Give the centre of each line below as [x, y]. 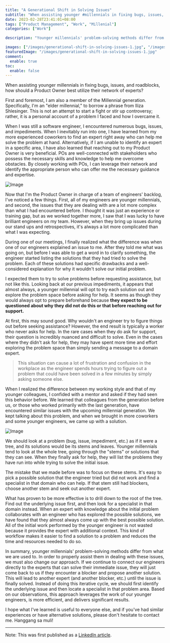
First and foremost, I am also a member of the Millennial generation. [76, 100]
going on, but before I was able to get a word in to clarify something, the [80, 253]
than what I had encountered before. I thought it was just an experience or [83, 210]
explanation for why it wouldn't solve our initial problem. [88, 269]
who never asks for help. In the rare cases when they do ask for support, [81, 332]
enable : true [24, 61]
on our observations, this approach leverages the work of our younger [78, 594]
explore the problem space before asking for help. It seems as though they [83, 295]
